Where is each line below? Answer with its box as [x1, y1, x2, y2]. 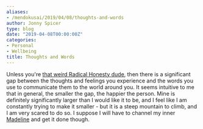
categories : [6, 37, 37, 43]
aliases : [6, 8, 29, 15]
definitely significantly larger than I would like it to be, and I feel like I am [6, 96, 187, 104]
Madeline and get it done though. [6, 116, 90, 123]
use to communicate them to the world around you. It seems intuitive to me [6, 83, 195, 91]
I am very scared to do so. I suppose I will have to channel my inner [6, 109, 176, 116]
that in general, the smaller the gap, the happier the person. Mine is [6, 90, 176, 97]
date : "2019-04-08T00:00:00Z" [6, 31, 84, 38]
